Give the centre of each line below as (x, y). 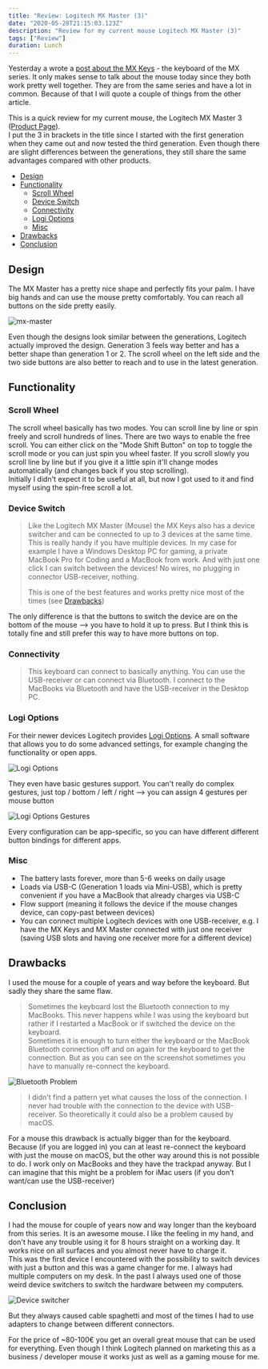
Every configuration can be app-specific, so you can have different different (134, 831)
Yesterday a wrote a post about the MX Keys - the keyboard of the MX (124, 68)
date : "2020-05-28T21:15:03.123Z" (66, 23)
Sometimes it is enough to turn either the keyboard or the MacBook (139, 1040)
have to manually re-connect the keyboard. (99, 1066)
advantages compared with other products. (80, 160)
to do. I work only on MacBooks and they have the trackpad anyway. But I (130, 1164)
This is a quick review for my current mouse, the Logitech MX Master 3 (125, 118)
